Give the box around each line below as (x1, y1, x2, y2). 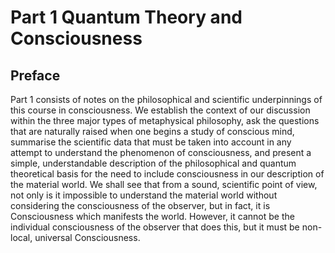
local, (10, 232, 33, 243)
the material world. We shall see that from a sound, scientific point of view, (10, 179, 318, 190)
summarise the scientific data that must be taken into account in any (10, 136, 292, 148)
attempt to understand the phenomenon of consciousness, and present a (10, 147, 312, 158)
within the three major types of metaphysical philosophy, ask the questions (10, 115, 320, 126)
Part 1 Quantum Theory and (10, 6, 243, 29)
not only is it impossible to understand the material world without (10, 189, 278, 201)
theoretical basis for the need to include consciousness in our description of (10, 168, 325, 180)
